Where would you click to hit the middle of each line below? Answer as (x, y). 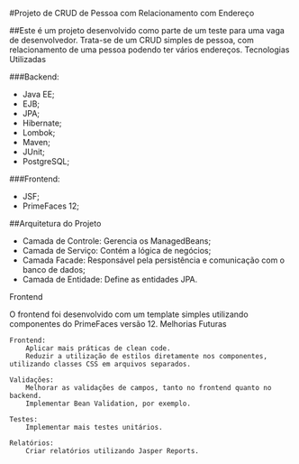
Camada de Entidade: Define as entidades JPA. (110, 279)
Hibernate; (42, 123)
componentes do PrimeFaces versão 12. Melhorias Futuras (118, 324)
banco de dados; (54, 269)
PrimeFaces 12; (50, 206)
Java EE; (39, 94)
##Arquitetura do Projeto (55, 223)
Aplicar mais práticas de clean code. (98, 348)
